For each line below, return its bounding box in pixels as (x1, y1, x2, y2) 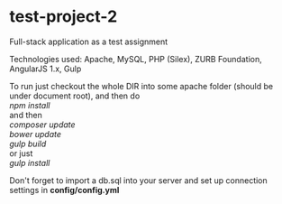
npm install (9, 99, 50, 110)
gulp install (9, 157, 50, 168)
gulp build (9, 138, 47, 149)
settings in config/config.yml (9, 184, 120, 195)
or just (9, 147, 33, 159)
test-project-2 (9, 6, 118, 27)
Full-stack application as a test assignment (9, 36, 168, 47)
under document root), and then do (9, 90, 141, 101)
